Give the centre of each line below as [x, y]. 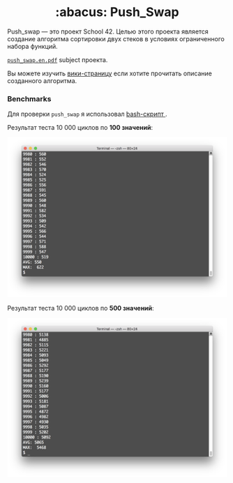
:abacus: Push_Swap [117, 12]
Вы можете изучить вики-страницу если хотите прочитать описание [110, 73]
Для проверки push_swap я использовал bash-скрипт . [87, 114]
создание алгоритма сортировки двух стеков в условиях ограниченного [116, 38]
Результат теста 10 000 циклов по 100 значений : [80, 128]
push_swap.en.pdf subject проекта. [58, 59]
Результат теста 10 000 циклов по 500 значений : [81, 308]
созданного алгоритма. [42, 80]
